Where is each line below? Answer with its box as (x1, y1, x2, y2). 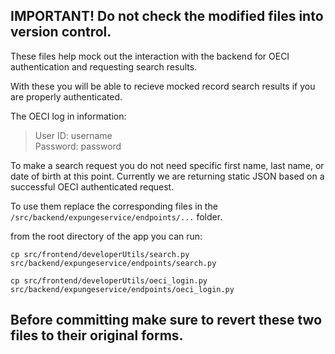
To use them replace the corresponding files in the (10, 200, 218, 212)
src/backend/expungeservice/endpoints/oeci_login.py (10, 284, 235, 294)
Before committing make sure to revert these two (10, 312, 323, 329)
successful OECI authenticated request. (10, 180, 175, 193)
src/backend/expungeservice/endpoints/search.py (10, 258, 217, 268)
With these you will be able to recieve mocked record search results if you (10, 80, 316, 92)
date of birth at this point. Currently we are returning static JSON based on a (10, 170, 325, 182)
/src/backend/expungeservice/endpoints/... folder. (10, 210, 223, 223)
